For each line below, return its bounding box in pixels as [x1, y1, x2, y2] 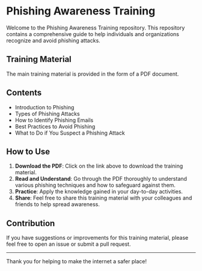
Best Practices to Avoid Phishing [14, 123, 96, 130]
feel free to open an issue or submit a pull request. [6, 240, 131, 248]
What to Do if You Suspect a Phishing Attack [14, 129, 125, 136]
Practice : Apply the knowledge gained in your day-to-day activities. [14, 188, 183, 195]
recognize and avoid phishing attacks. [6, 37, 100, 44]
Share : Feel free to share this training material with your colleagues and [14, 194, 192, 202]
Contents [6, 88, 42, 98]
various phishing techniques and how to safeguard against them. [14, 181, 176, 189]
